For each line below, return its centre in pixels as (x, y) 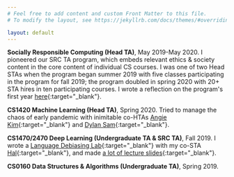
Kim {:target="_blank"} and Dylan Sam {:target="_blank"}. (88, 125)
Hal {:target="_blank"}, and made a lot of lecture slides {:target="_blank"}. (112, 153)
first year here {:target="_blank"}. (55, 96)
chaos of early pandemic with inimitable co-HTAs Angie (87, 117)
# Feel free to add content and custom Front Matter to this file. (107, 14)
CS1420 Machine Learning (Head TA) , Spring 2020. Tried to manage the (112, 110)
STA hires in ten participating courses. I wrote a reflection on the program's (115, 89)
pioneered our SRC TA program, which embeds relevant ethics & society (111, 60)
